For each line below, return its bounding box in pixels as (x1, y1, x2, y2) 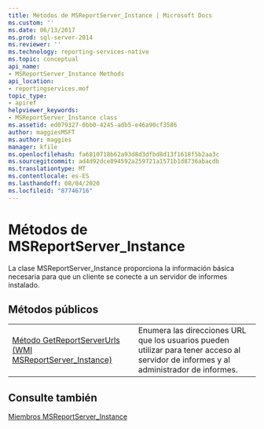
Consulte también (8, 390, 97, 405)
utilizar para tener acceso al (137, 345, 241, 356)
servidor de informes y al (137, 354, 230, 365)
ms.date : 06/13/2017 (8, 26, 76, 34)
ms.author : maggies (8, 135, 72, 144)
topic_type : (8, 92, 47, 100)
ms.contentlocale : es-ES (8, 172, 90, 181)
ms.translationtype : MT (8, 165, 86, 173)
